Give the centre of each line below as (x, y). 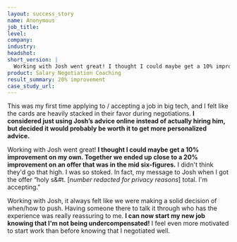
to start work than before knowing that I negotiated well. (89, 231)
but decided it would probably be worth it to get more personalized (107, 128)
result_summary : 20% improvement (56, 79)
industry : (22, 47)
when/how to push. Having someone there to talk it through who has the (112, 208)
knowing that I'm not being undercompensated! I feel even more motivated (118, 224)
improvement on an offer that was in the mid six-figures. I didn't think (110, 165)
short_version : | (33, 60)
